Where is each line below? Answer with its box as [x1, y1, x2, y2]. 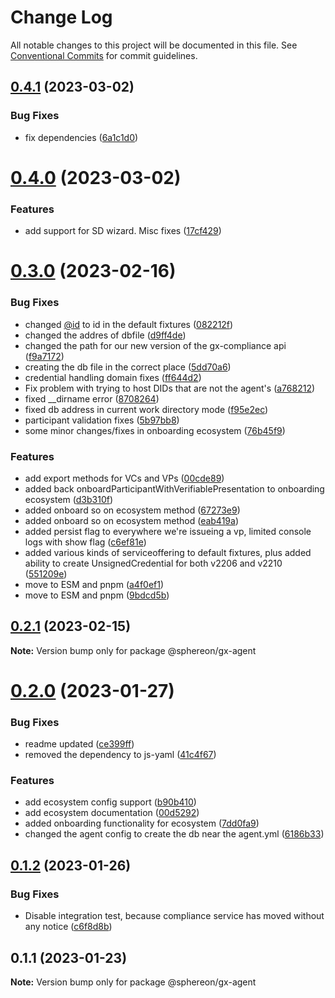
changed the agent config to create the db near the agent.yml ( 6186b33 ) [24, 828, 325, 840]
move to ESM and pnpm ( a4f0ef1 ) [24, 578, 165, 590]
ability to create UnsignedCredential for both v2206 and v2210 [24, 557, 283, 569]
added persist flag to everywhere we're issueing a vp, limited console [24, 525, 312, 537]
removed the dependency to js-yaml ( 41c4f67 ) [24, 749, 217, 761]
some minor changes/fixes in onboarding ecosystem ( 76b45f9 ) [24, 424, 286, 436]
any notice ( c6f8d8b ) [24, 921, 113, 933]
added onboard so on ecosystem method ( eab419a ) [24, 514, 239, 526]
